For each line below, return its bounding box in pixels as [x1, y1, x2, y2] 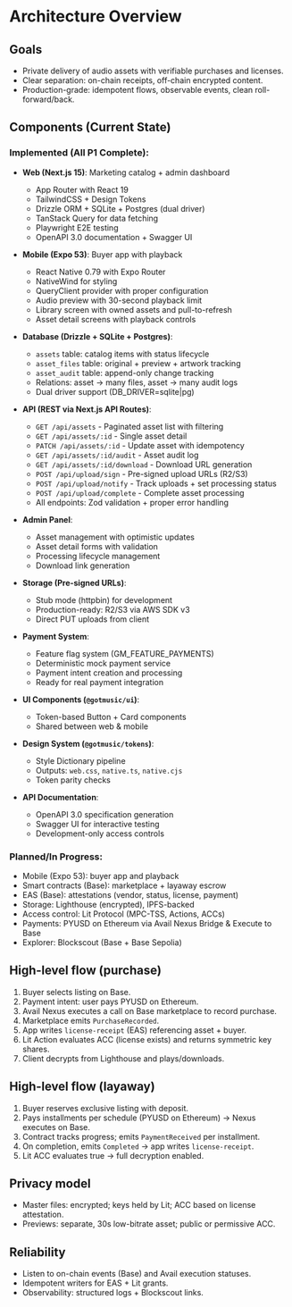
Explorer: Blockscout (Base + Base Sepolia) [21, 936, 183, 948]
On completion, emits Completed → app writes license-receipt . [21, 1141, 254, 1152]
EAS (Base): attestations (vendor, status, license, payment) [21, 889, 239, 900]
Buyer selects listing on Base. [21, 986, 131, 997]
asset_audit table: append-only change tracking [35, 367, 214, 378]
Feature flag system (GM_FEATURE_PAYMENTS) [35, 648, 214, 658]
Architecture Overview [9, 6, 182, 27]
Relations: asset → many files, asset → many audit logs [35, 377, 238, 388]
